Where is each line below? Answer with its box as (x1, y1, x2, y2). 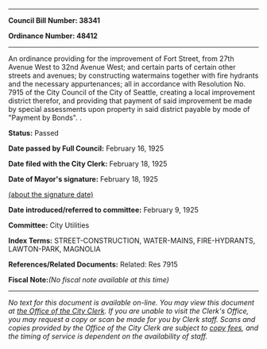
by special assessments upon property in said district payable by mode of (8, 105, 250, 113)
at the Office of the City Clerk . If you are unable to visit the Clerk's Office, (8, 306, 250, 316)
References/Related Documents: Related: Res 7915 (8, 259, 179, 269)
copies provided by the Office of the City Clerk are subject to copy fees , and (8, 323, 259, 332)
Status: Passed (8, 128, 60, 137)
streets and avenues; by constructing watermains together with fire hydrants (8, 71, 259, 80)
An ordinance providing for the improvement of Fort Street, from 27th (8, 54, 234, 63)
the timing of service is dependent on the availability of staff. (8, 332, 208, 341)
